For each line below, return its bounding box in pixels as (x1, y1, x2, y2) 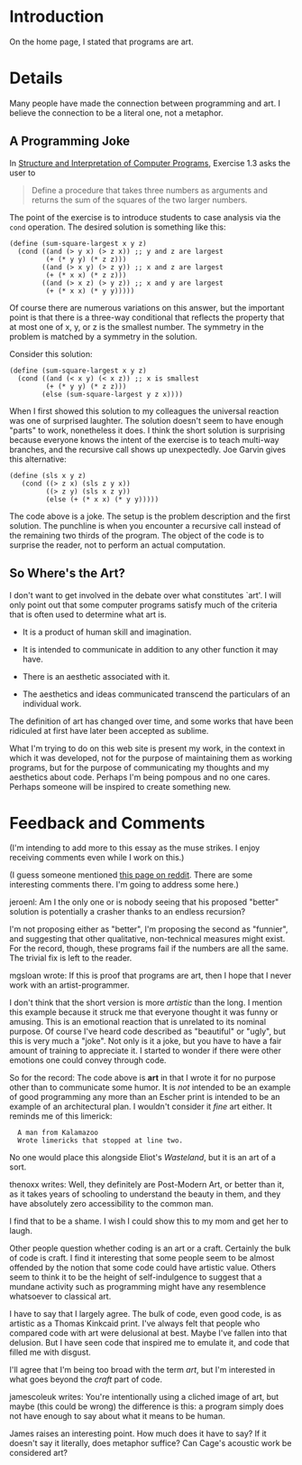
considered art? (9, 1448, 68, 1459)
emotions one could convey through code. (9, 1055, 167, 1066)
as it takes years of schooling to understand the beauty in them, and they (9, 1188, 281, 1199)
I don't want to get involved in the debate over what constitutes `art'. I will (9, 589, 282, 600)
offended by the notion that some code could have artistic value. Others (9, 1263, 277, 1273)
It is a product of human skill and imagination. (22, 626, 192, 637)
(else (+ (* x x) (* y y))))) (45, 494, 160, 503)
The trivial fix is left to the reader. (9, 953, 133, 963)
